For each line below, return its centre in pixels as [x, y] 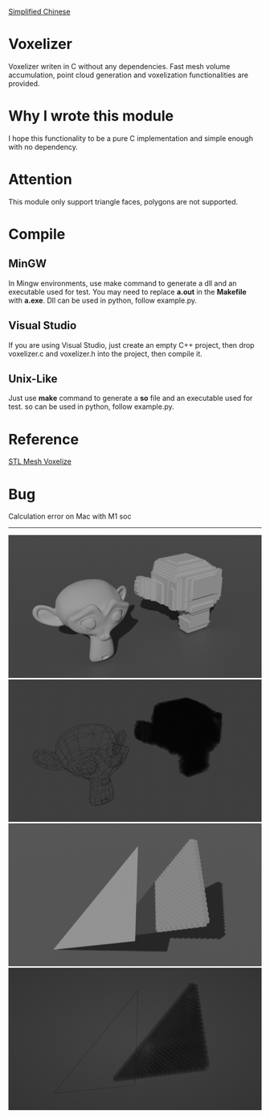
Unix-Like [33, 379]
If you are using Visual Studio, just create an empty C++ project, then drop [131, 345]
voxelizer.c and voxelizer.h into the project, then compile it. [105, 353]
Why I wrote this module [91, 116]
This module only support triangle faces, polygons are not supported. [123, 201]
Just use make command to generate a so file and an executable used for [131, 398]
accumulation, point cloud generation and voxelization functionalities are [129, 75]
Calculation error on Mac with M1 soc [70, 516]
